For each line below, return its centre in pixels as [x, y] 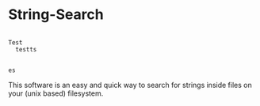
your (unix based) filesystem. [56, 93]
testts [26, 49]
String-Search [56, 15]
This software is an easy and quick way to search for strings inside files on [130, 85]
